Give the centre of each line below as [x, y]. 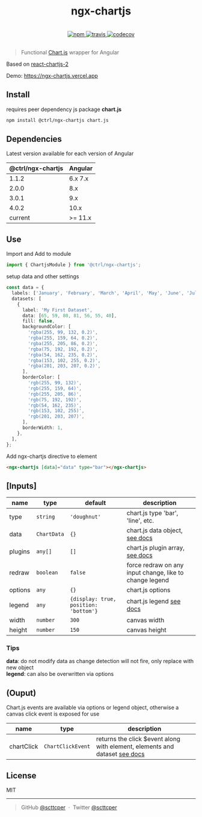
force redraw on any [155, 565]
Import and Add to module [39, 254]
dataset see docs [120, 754]
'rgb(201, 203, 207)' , [56, 417]
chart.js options [148, 590]
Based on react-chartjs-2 [38, 64]
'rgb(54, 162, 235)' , [55, 405]
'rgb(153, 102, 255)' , [56, 411]
